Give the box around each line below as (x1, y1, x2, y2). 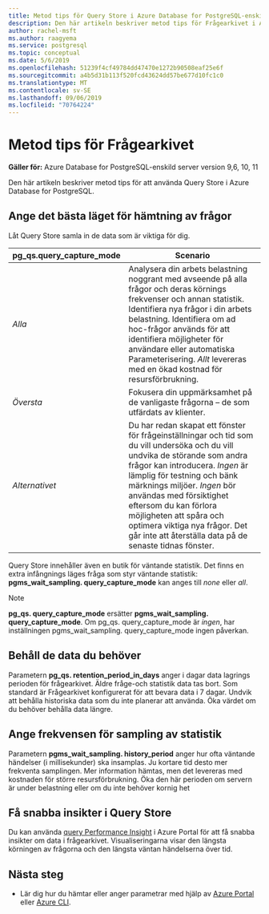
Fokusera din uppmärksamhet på (128, 386, 253, 398)
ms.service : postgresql (8, 42, 88, 50)
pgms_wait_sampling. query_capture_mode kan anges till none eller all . (8, 577, 248, 587)
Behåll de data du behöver (8, 649, 142, 662)
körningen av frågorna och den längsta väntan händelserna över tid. (8, 844, 233, 854)
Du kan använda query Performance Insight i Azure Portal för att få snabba (8, 827, 255, 837)
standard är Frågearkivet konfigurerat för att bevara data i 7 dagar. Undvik (8, 687, 252, 697)
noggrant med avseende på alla (128, 273, 247, 285)
